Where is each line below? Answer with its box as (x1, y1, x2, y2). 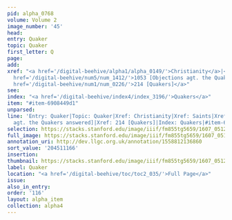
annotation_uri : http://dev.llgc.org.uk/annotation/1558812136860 (7, 139, 202, 146)
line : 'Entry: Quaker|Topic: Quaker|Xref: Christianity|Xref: (7, 112, 190, 119)
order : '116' (7, 190, 45, 197)
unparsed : (7, 106, 36, 113)
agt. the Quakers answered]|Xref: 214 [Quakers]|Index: (13, 119, 177, 126)
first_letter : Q (7, 49, 54, 56)
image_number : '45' (7, 23, 64, 30)
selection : (7, 126, 39, 132)
